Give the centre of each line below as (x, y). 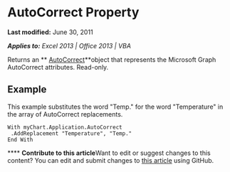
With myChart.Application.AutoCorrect (65, 127)
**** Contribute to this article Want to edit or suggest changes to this (109, 153)
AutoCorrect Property (73, 12)
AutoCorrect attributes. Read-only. (58, 67)
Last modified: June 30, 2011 (51, 32)
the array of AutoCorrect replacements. (65, 114)
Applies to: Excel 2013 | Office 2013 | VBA (69, 45)
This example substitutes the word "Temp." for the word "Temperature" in (115, 107)
